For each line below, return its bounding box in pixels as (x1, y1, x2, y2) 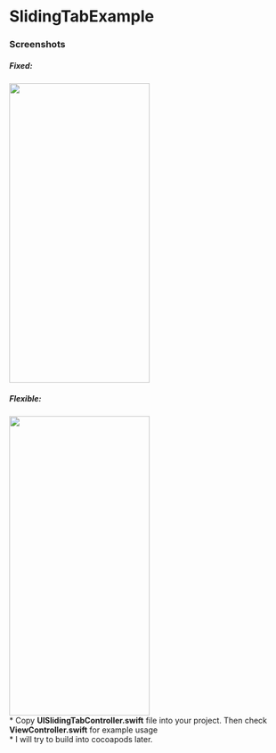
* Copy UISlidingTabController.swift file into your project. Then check (9, 716, 268, 726)
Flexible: (9, 393, 42, 403)
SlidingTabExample (9, 6, 154, 27)
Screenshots (9, 38, 66, 51)
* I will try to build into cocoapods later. (9, 734, 153, 745)
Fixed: (9, 60, 33, 70)
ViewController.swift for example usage (9, 724, 158, 735)
